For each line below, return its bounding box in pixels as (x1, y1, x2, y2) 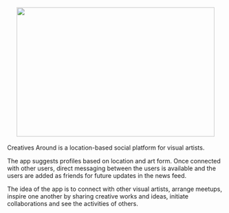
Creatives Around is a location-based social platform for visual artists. (7, 143, 205, 152)
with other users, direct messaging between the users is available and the (7, 164, 217, 172)
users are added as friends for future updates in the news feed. (7, 172, 187, 179)
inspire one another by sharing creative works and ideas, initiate (7, 192, 189, 200)
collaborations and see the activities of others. (7, 200, 139, 207)
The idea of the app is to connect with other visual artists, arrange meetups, (7, 185, 222, 193)
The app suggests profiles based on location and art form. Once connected (7, 157, 221, 165)
